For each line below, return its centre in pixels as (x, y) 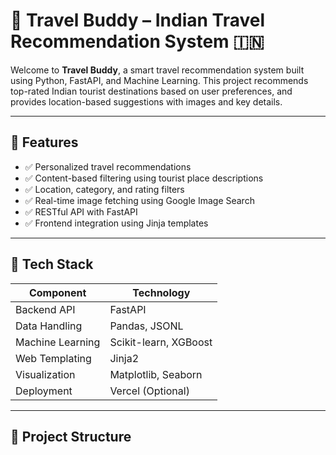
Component (57, 292)
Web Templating (53, 358)
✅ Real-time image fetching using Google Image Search (139, 200)
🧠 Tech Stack (52, 264)
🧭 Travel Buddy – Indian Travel (138, 20)
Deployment (44, 391)
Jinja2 (124, 358)
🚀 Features (44, 142)
